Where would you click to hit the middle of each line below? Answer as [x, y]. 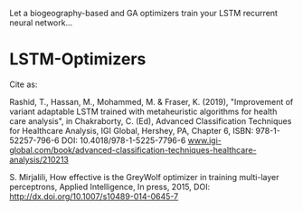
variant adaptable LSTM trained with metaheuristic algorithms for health [143, 111]
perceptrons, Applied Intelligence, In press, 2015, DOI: [110, 187]
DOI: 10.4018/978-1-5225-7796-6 [123, 140]
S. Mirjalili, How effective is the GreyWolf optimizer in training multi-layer [144, 177]
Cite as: [24, 84]
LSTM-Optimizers [78, 59]
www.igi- [204, 140]
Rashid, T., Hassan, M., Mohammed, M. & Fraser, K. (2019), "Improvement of [151, 101]
